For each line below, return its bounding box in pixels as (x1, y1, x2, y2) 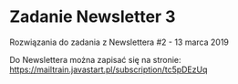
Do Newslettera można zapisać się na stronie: (9, 54, 181, 65)
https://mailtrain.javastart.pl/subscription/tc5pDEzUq (9, 64, 208, 75)
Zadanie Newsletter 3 (9, 6, 176, 27)
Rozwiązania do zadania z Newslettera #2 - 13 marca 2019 (9, 37, 230, 47)
